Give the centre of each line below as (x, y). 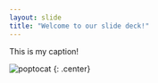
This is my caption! (44, 51)
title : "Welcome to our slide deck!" (79, 26)
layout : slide (36, 17)
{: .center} (72, 69)
